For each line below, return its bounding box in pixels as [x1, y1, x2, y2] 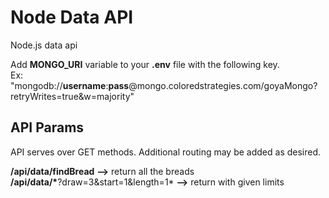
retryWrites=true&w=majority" [10, 90, 135, 102]
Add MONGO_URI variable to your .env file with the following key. [10, 58, 280, 70]
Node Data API [10, 6, 134, 29]
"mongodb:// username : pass [10, 79, 130, 91]
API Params [10, 119, 85, 136]
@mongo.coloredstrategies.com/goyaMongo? [128, 79, 318, 91]
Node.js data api [10, 39, 78, 51]
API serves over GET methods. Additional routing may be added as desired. [10, 146, 322, 158]
